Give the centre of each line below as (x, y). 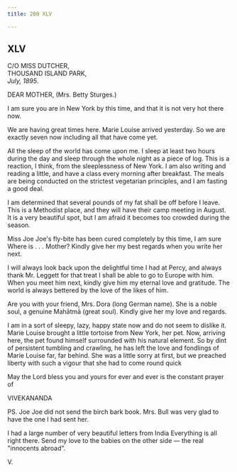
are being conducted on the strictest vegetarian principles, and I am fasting (117, 181)
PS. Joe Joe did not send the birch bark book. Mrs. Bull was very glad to (113, 412)
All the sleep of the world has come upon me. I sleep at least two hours (111, 151)
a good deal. (26, 189)
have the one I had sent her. (48, 419)
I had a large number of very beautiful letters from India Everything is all (112, 433)
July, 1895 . (23, 81)
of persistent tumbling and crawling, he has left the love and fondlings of (114, 348)
